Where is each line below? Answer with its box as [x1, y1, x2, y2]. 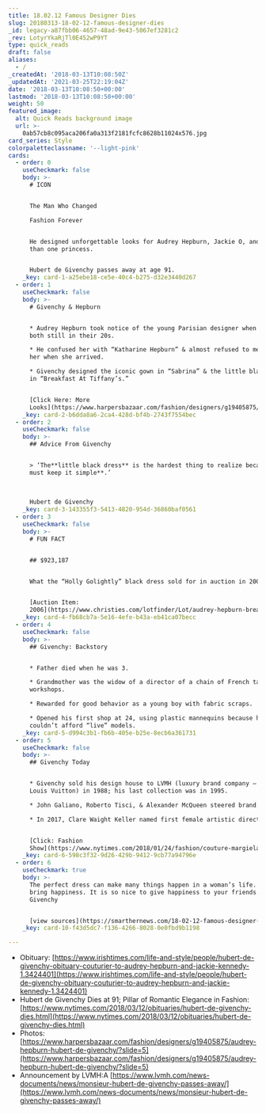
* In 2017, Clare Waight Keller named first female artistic [28, 815, 236, 823]
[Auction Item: [28, 598, 80, 606]
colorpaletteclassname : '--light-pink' [8, 144, 140, 152]
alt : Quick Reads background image [15, 115, 133, 123]
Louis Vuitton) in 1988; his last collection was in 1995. [28, 787, 228, 795]
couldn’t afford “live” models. [28, 721, 136, 729]
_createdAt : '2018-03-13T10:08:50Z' [8, 70, 129, 78]
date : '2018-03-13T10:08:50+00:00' [8, 85, 126, 93]
